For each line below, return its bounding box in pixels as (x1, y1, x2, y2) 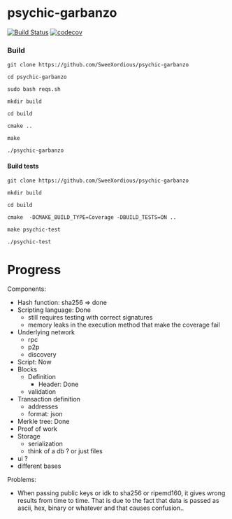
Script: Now (17, 358, 52, 367)
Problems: (7, 476, 37, 484)
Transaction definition (17, 395, 80, 404)
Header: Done (38, 380, 79, 389)
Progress (7, 262, 61, 278)
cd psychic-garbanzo (7, 73, 68, 81)
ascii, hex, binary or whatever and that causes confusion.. (17, 504, 184, 512)
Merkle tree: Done (17, 418, 70, 426)
